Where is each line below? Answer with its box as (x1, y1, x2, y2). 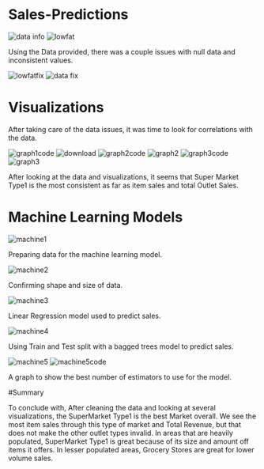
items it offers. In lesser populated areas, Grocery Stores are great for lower (8, 444, 255, 454)
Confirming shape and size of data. (8, 280, 123, 289)
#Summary (8, 388, 44, 397)
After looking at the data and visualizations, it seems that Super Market (8, 172, 239, 181)
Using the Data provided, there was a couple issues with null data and (8, 47, 236, 56)
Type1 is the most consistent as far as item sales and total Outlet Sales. (8, 180, 239, 190)
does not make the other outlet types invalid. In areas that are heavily (8, 428, 233, 437)
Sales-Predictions (8, 6, 129, 24)
